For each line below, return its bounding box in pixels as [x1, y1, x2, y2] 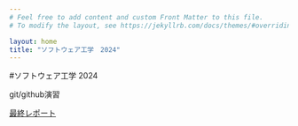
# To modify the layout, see [9, 21, 117, 30]
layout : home [9, 37, 58, 46]
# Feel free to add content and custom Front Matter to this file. [9, 12, 264, 22]
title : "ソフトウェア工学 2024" [9, 45, 122, 54]
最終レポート [9, 107, 56, 119]
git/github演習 [9, 89, 60, 100]
